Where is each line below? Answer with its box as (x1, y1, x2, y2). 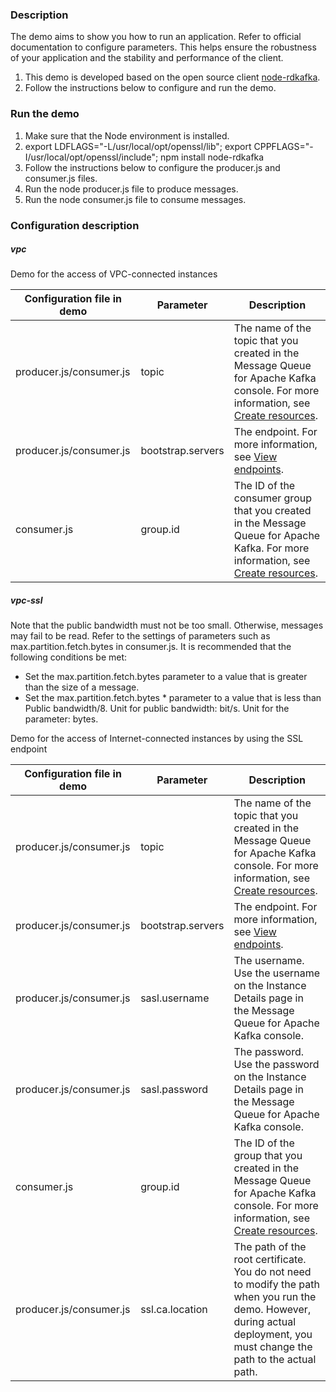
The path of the (233, 1240, 307, 1254)
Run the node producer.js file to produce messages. (24, 183, 239, 195)
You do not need (233, 1265, 312, 1279)
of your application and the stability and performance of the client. (10, 52, 284, 64)
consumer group (233, 491, 312, 505)
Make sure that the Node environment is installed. (24, 129, 230, 142)
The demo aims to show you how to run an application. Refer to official (10, 31, 302, 43)
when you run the (233, 1290, 317, 1304)
